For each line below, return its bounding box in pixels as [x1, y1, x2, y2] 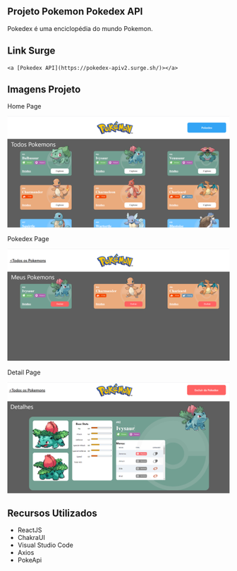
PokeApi [17, 555, 42, 564]
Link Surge [7, 45, 56, 57]
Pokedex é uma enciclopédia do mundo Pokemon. [7, 24, 153, 32]
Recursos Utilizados [7, 507, 97, 519]
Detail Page [7, 368, 41, 376]
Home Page [7, 102, 42, 111]
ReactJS [17, 525, 42, 534]
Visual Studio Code [17, 541, 74, 549]
